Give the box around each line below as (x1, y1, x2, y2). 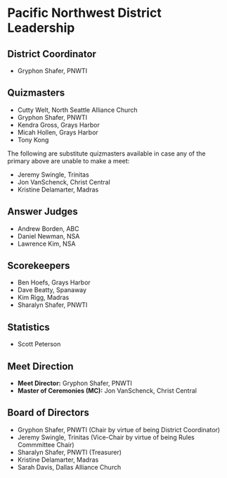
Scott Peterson (17, 340, 61, 348)
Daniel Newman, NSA (17, 232, 80, 240)
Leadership (7, 20, 75, 36)
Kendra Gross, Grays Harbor (17, 120, 100, 129)
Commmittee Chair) (17, 440, 75, 448)
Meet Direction (7, 360, 74, 372)
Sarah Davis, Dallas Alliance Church (17, 463, 122, 471)
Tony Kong (17, 135, 49, 144)
